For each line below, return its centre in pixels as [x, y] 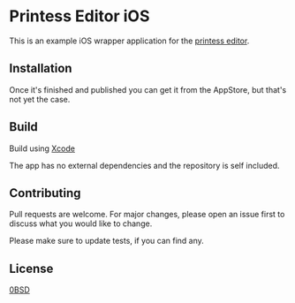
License [31, 268]
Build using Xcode [42, 148]
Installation [41, 68]
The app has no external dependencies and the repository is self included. [144, 165]
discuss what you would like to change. [81, 223]
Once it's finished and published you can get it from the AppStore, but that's [148, 89]
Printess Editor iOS [79, 16]
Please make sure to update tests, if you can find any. [107, 241]
